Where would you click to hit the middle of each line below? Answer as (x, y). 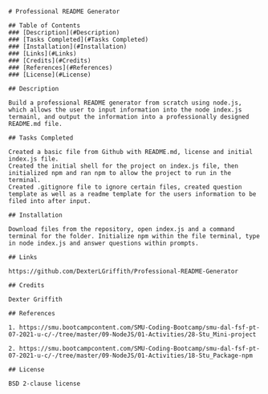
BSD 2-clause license (45, 384)
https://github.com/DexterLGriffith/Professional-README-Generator (124, 271)
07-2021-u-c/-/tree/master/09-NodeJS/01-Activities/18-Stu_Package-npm (130, 355)
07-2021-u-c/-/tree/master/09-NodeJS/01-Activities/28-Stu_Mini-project (132, 335)
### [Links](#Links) (43, 54)
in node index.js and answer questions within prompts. (104, 243)
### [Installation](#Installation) (68, 47)
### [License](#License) (50, 75)
